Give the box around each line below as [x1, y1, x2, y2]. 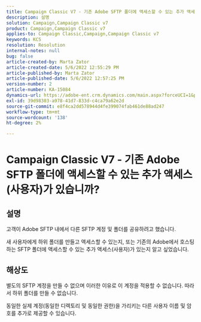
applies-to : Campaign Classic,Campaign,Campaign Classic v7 [6, 31, 160, 37]
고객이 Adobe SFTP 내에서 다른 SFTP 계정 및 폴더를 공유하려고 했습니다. [6, 226, 176, 233]
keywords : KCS [6, 37, 42, 42]
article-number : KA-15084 [6, 87, 71, 93]
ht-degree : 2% [6, 120, 42, 126]
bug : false [6, 53, 33, 59]
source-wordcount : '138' [6, 114, 68, 120]
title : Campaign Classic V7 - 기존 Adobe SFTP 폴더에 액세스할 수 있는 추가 [6, 8, 184, 15]
